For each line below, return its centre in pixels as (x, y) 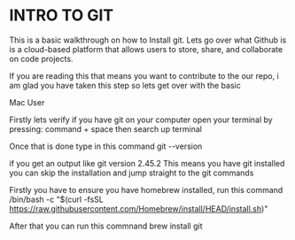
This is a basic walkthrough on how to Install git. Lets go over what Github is (148, 40)
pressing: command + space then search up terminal (105, 128)
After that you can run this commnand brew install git (106, 226)
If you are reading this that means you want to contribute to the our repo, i (144, 75)
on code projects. (41, 58)
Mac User (27, 102)
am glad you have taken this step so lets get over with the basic (125, 85)
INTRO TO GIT (62, 15)
